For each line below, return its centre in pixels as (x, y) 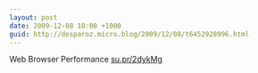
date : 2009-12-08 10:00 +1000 (66, 26)
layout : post (33, 17)
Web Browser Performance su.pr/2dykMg (86, 60)
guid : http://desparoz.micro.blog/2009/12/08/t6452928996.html (129, 34)
